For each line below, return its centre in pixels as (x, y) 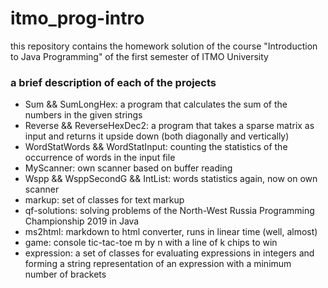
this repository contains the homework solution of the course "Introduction (164, 46)
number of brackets (65, 274)
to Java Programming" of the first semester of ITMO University (139, 56)
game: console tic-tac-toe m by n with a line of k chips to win (151, 243)
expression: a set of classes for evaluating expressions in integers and (169, 253)
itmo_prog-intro (77, 18)
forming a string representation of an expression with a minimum (158, 264)
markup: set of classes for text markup (104, 200)
